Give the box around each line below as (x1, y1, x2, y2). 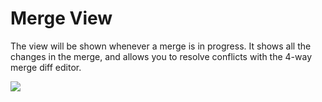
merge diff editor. (10, 61, 82, 73)
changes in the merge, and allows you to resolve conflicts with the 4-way (10, 50, 313, 62)
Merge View (10, 7, 113, 30)
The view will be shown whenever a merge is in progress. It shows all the (10, 40, 312, 52)
